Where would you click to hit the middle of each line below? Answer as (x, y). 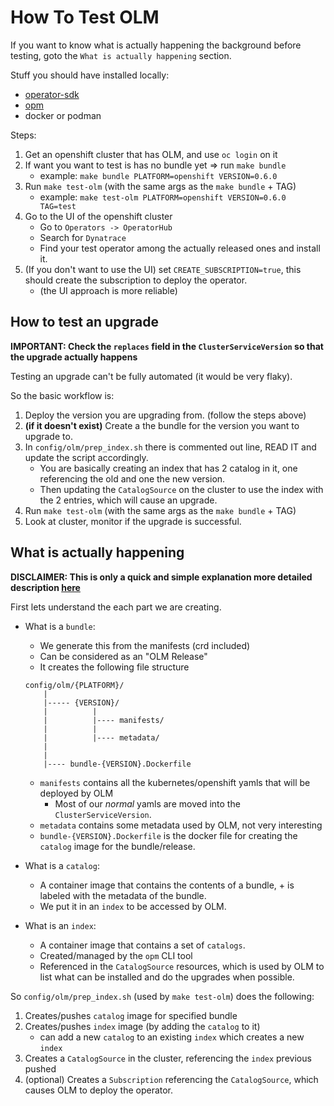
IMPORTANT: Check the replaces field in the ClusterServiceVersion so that (167, 346)
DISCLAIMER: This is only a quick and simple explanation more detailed (161, 577)
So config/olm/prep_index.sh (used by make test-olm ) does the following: (162, 996)
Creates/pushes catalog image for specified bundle (131, 1015)
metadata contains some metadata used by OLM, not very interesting (181, 825)
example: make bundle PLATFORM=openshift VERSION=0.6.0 (158, 175)
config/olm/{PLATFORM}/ (74, 685)
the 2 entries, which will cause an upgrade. (128, 500)
